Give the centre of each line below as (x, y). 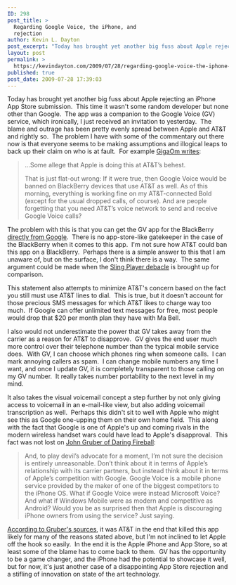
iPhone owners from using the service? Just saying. (99, 516)
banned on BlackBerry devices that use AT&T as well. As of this (116, 186)
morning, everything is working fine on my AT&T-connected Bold (118, 193)
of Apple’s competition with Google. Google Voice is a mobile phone (123, 478)
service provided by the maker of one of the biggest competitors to (122, 486)
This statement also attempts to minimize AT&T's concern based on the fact (117, 288)
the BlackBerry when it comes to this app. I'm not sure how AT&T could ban (117, 245)
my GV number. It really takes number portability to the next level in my (111, 376)
